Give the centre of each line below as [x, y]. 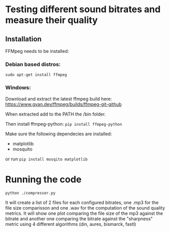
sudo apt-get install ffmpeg [36, 75]
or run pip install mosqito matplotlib [47, 159]
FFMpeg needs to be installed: [37, 51]
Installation [23, 39]
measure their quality [52, 20]
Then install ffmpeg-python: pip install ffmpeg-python [64, 124]
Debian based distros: [33, 64]
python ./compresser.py [31, 193]
